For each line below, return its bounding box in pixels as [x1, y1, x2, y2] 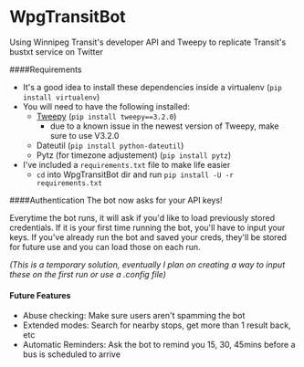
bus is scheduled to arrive [22, 349, 121, 360]
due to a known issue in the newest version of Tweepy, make [49, 121, 280, 131]
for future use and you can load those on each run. [9, 241, 201, 252]
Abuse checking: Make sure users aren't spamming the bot [22, 310, 246, 321]
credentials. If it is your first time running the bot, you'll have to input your [9, 222, 286, 233]
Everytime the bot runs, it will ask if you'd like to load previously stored [9, 212, 276, 223]
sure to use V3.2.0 [49, 130, 120, 141]
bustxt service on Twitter [9, 46, 103, 57]
